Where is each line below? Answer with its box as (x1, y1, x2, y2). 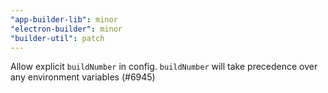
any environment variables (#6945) (10, 71, 156, 83)
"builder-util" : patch (10, 33, 105, 43)
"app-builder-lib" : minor (10, 14, 118, 25)
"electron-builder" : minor (10, 24, 123, 34)
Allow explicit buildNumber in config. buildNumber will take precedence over (10, 61, 318, 73)
